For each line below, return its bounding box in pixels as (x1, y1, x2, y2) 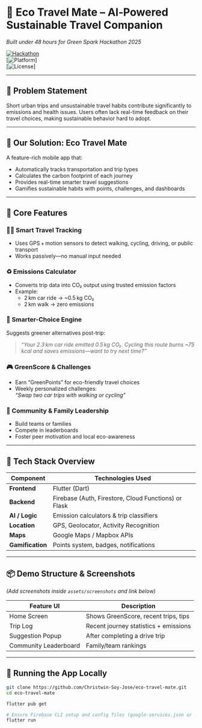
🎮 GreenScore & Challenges (6, 362, 91, 371)
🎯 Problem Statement (6, 86, 88, 96)
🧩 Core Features (6, 207, 68, 218)
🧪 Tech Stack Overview (6, 456, 95, 466)
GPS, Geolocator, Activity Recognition (52, 521, 160, 530)
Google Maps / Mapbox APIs (52, 531, 133, 539)
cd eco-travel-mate (6, 690, 55, 696)
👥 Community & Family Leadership (6, 407, 109, 415)
